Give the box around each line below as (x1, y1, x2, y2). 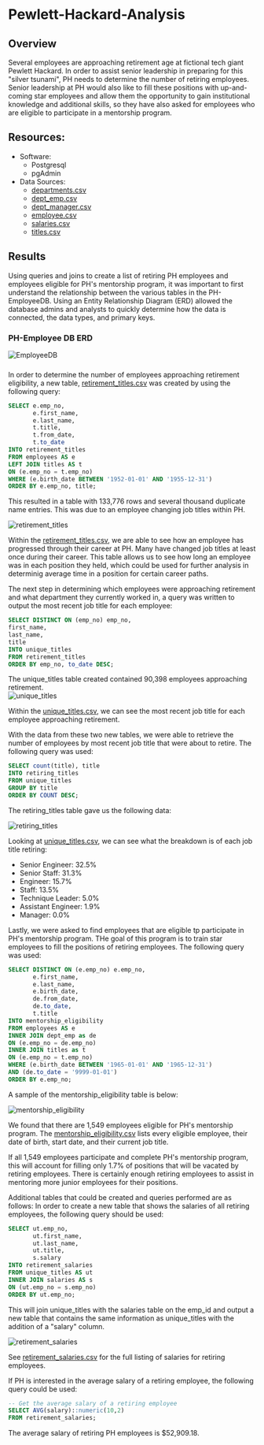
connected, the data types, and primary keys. (8, 313, 156, 322)
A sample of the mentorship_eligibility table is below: (8, 1090, 178, 1099)
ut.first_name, (32, 1231, 82, 1240)
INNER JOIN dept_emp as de (8, 1031, 97, 1039)
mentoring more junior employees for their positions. (8, 1177, 178, 1187)
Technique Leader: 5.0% (19, 893, 100, 903)
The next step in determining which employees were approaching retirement (8, 585, 256, 594)
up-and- (220, 83, 247, 92)
